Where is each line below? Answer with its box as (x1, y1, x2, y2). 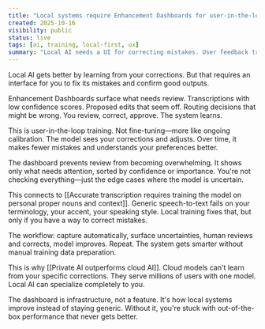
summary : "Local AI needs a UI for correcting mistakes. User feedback (8, 48, 248, 56)
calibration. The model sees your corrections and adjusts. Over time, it (8, 134, 237, 143)
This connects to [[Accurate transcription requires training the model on (8, 191, 242, 199)
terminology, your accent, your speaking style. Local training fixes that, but (8, 207, 252, 216)
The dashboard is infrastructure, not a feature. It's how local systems (8, 295, 233, 304)
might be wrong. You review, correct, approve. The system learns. (8, 111, 223, 119)
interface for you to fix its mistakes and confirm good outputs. (8, 78, 210, 88)
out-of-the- (217, 304, 255, 312)
